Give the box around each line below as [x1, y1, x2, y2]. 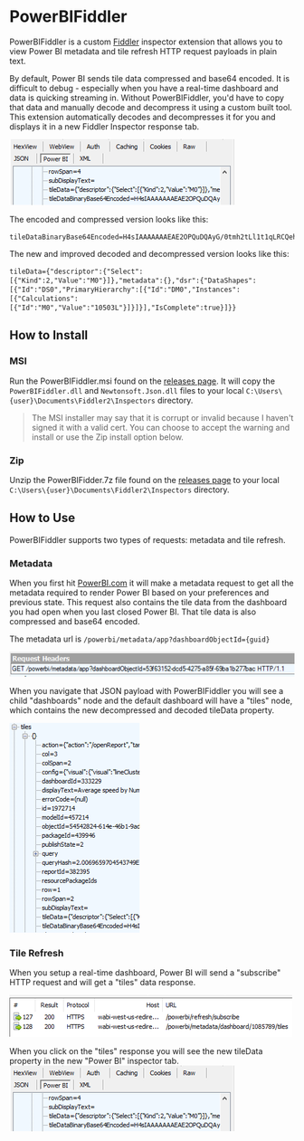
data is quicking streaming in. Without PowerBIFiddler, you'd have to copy [9, 92, 285, 103]
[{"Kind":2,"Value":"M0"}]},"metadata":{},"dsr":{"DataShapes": [9, 276, 257, 285]
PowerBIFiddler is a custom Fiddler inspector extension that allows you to [9, 36, 283, 47]
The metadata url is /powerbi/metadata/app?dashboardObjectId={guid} [9, 633, 271, 644]
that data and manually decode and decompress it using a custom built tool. [9, 101, 292, 112]
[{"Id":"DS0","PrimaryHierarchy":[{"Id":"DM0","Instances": [9, 285, 242, 294]
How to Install [9, 328, 89, 343]
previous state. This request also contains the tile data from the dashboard [9, 597, 288, 608]
